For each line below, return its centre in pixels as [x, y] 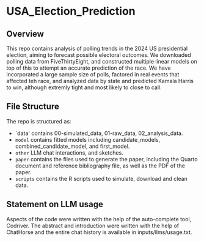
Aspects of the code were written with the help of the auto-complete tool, [99, 219]
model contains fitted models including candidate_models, [88, 139]
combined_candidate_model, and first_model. [72, 146]
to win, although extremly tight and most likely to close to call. [84, 87]
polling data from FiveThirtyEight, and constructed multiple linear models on [102, 61]
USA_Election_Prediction [71, 11]
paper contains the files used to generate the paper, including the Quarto [106, 159]
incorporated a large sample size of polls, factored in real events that [93, 74]
